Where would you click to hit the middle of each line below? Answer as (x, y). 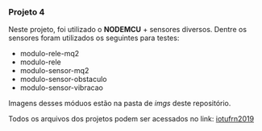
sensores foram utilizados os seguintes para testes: (94, 38)
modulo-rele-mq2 (50, 54)
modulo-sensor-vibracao (61, 88)
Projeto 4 (27, 12)
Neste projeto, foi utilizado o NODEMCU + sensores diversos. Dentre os (128, 30)
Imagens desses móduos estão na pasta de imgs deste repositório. (120, 104)
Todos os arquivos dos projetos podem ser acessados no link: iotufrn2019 (131, 119)
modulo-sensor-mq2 (54, 71)
